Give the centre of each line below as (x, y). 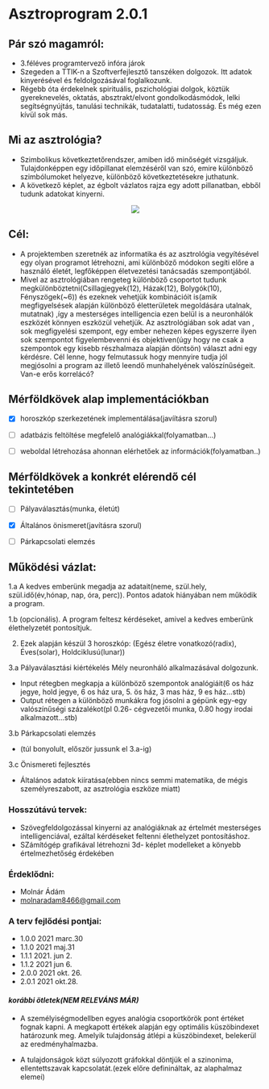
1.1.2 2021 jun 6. (46, 965)
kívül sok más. (44, 115)
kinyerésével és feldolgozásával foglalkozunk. (96, 80)
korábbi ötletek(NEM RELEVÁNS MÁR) (74, 1000)
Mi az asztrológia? (55, 140)
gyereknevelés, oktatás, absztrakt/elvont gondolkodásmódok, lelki (130, 97)
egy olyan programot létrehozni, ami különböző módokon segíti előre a (137, 262)
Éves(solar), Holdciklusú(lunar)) (72, 652)
